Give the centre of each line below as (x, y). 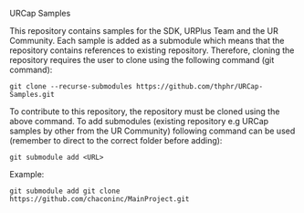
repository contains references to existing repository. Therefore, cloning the (152, 50)
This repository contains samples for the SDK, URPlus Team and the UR (144, 31)
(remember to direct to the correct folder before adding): (116, 140)
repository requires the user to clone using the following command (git (142, 60)
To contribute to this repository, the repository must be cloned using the (145, 112)
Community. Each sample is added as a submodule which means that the (147, 41)
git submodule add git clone (65, 191)
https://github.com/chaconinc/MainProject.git (100, 199)
